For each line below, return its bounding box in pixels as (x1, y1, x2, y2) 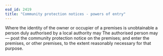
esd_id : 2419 (5, 7, 32, 12)
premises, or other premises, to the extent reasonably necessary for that (5, 40, 151, 46)
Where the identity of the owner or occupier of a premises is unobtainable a (5, 25, 158, 30)
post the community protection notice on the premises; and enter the (10, 35, 150, 41)
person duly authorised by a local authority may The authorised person (5, 30, 148, 36)
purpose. (5, 45, 23, 51)
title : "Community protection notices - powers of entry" (5, 12, 126, 16)
